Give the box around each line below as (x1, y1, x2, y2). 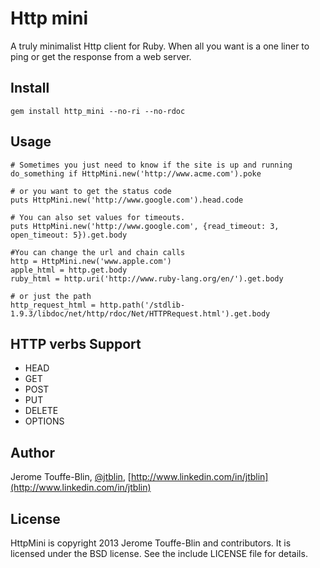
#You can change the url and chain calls (10, 247, 186, 257)
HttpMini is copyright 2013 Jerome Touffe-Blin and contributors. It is (10, 537, 292, 549)
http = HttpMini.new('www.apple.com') (10, 256, 172, 266)
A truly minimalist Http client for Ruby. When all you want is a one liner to (10, 40, 310, 52)
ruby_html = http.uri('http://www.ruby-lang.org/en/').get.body (10, 273, 284, 284)
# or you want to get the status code (10, 186, 172, 196)
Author (10, 444, 55, 461)
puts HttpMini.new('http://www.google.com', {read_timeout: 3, (10, 221, 280, 231)
